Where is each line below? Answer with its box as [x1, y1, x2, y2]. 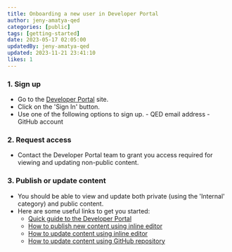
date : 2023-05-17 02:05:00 [7, 37, 86, 44]
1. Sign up [7, 79, 41, 88]
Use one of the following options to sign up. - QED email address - [17, 110, 210, 119]
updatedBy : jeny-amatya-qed [7, 43, 90, 50]
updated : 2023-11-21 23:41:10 [7, 50, 96, 57]
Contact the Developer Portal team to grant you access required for [17, 151, 213, 159]
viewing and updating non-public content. [17, 159, 139, 167]
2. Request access [7, 135, 72, 145]
